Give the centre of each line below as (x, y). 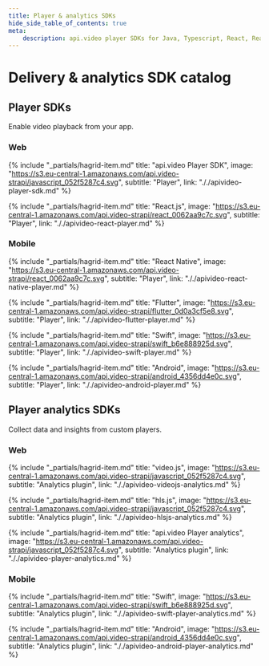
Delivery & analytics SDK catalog (120, 78)
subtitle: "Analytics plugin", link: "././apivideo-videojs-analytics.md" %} (125, 484)
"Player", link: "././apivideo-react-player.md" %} (86, 223)
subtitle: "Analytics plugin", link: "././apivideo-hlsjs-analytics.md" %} (120, 517)
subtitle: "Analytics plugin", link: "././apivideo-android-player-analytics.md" (131, 646)
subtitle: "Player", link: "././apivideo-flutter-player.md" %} (102, 319)
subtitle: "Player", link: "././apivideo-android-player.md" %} (105, 384)
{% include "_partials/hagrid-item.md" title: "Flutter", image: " (109, 303)
